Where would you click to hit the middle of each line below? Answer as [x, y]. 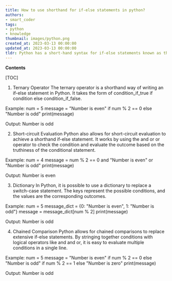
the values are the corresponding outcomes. [59, 196]
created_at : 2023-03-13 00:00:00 [41, 44]
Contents [15, 68]
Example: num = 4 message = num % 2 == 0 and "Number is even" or [79, 160]
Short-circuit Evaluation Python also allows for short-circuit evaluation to [89, 133]
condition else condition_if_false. [47, 98]
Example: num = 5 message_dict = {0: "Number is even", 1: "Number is [80, 206]
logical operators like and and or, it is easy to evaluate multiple [78, 242]
